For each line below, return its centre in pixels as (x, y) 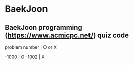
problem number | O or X (31, 47)
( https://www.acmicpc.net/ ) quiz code (67, 35)
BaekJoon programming (44, 27)
